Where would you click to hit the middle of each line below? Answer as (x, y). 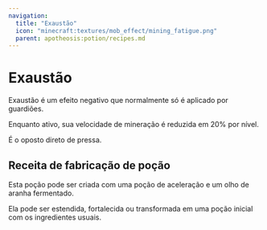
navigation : (28, 16)
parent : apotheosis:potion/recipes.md (81, 38)
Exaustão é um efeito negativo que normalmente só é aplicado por (119, 101)
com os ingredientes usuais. (55, 217)
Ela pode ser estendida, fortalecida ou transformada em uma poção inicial (131, 209)
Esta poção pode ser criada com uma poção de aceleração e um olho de (129, 185)
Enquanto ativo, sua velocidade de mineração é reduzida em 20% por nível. (134, 125)
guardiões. (26, 109)
